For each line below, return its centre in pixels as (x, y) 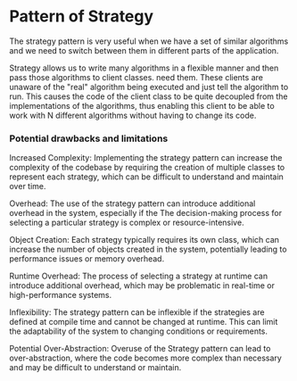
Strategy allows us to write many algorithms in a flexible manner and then (144, 68)
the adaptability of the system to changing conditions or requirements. (139, 331)
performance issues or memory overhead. (87, 259)
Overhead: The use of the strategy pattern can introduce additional (132, 203)
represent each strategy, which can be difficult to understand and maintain (146, 177)
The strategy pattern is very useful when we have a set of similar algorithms (149, 41)
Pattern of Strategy (82, 17)
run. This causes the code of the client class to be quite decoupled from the (148, 96)
